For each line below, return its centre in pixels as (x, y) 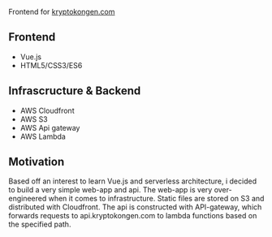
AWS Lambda (43, 136)
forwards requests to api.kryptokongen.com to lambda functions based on (133, 216)
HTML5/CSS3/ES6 (51, 65)
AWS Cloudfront (47, 110)
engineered (28, 199)
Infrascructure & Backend (75, 91)
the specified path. (40, 224)
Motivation (37, 162)
